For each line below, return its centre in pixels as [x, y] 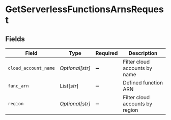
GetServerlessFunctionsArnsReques [84, 9]
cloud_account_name [31, 68]
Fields [15, 39]
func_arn [18, 86]
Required [107, 53]
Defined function [143, 83]
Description [143, 53]
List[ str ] [69, 86]
